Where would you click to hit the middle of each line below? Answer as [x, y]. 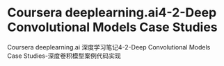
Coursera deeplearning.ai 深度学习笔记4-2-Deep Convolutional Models [109, 47]
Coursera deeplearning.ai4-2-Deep [112, 13]
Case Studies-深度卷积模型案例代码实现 [64, 56]
